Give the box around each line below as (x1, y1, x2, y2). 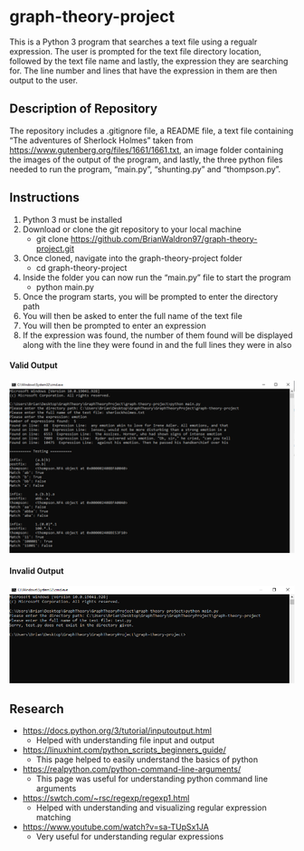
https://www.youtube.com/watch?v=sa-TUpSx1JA (22, 821, 210, 832)
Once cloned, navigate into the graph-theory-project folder (22, 252, 242, 264)
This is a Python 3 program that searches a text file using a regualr (9, 36, 258, 47)
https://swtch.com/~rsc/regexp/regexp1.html (22, 792, 190, 803)
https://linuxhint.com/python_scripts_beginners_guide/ (22, 744, 226, 755)
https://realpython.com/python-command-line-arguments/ (22, 763, 242, 774)
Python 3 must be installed (22, 214, 123, 225)
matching (35, 811, 71, 822)
